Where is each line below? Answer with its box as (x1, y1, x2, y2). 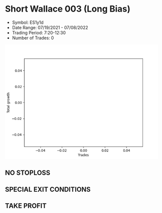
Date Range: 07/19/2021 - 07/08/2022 (12, 24, 88, 30)
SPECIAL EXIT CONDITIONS (5, 185, 91, 194)
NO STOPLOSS (5, 169, 50, 177)
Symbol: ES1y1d (12, 19, 44, 25)
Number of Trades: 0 (12, 35, 54, 41)
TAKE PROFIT (5, 202, 47, 210)
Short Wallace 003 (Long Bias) (5, 3, 131, 15)
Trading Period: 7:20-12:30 (12, 30, 66, 35)
